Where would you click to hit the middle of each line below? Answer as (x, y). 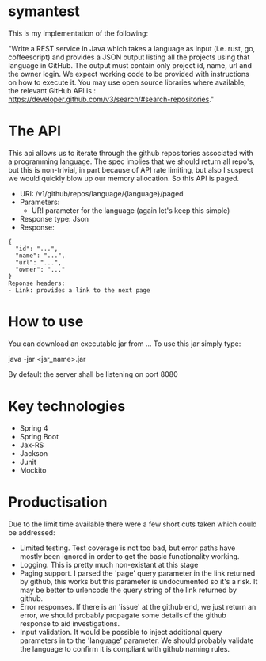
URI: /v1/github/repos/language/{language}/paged (101, 193)
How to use (46, 322)
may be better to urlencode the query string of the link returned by (128, 590)
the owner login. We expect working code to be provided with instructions (129, 74)
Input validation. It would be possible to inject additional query (121, 632)
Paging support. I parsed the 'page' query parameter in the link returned (137, 573)
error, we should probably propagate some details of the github (123, 615)
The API (35, 131)
